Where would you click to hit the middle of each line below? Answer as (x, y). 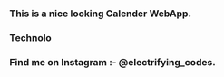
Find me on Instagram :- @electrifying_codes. (112, 62)
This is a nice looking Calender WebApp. (101, 14)
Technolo (30, 37)
